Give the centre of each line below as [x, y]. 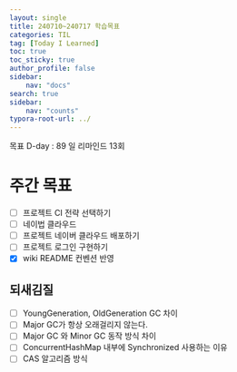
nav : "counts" [52, 111]
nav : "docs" [48, 85]
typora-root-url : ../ [50, 119]
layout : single [38, 18]
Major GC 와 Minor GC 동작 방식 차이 [89, 336]
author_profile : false [52, 69]
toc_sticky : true [42, 60]
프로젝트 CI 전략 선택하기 [67, 213]
